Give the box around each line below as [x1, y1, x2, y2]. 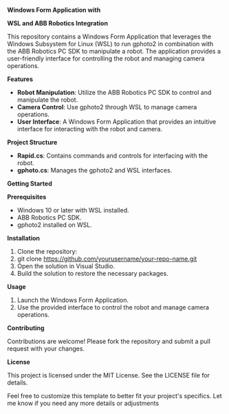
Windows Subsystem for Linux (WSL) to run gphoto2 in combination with [7, 40, 214, 47]
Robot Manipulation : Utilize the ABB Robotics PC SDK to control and [17, 89, 212, 96]
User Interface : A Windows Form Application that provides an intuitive [17, 118, 217, 126]
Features [7, 75, 33, 83]
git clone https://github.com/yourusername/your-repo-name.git [17, 254, 197, 263]
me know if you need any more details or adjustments [7, 399, 160, 407]
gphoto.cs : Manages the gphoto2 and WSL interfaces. [17, 166, 173, 174]
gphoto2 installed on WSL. [17, 221, 93, 229]
